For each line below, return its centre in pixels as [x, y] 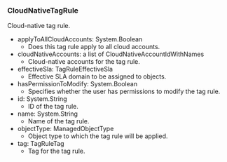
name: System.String [48, 114]
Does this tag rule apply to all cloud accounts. [94, 47]
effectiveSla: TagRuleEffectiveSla [65, 69]
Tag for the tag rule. [56, 151]
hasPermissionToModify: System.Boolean [77, 84]
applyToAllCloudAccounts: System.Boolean [80, 39]
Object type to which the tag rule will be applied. [98, 136]
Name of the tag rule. [59, 121]
